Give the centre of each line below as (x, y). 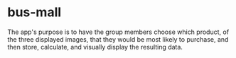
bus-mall (34, 12)
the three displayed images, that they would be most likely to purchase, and (118, 39)
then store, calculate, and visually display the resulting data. (95, 47)
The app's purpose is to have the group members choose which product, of (118, 32)
